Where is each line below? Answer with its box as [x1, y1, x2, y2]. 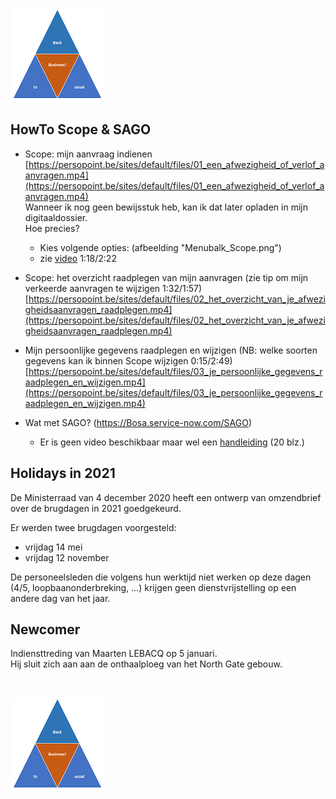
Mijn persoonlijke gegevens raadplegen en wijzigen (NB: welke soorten [24, 344, 318, 356]
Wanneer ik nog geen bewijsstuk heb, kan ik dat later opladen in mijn [24, 201, 308, 213]
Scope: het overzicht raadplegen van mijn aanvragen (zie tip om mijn [24, 271, 309, 283]
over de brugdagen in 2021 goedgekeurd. [10, 502, 182, 514]
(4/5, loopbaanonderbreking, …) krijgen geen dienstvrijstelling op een [10, 581, 297, 593]
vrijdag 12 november [24, 551, 110, 563]
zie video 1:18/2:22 [39, 252, 117, 264]
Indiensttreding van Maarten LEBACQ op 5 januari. [10, 648, 218, 660]
